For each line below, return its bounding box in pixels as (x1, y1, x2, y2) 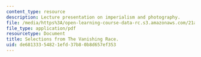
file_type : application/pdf (6, 25, 77, 31)
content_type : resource (6, 8, 66, 15)
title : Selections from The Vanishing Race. (6, 36, 119, 42)
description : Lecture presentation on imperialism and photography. (6, 14, 181, 20)
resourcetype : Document (6, 31, 66, 37)
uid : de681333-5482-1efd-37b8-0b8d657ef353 (6, 42, 117, 48)
